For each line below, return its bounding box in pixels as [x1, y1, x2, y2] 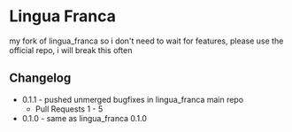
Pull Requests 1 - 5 [35, 104, 104, 114]
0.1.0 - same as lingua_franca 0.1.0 [21, 113, 148, 123]
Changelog [9, 71, 72, 86]
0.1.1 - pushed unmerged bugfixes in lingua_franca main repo [21, 94, 244, 105]
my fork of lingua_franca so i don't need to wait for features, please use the [9, 35, 284, 46]
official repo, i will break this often [9, 44, 133, 55]
